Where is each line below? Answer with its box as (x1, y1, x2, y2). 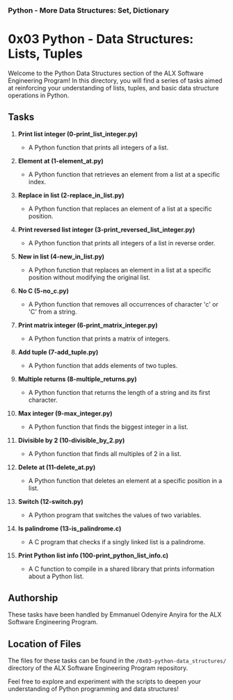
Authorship (8, 592, 58, 604)
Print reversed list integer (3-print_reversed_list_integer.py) (17, 225, 195, 234)
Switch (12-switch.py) (17, 497, 84, 505)
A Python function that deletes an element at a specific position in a (28, 476, 223, 485)
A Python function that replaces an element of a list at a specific (28, 204, 212, 213)
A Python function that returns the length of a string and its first (28, 388, 211, 396)
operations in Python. (8, 91, 70, 99)
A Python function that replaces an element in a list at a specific (28, 266, 211, 274)
